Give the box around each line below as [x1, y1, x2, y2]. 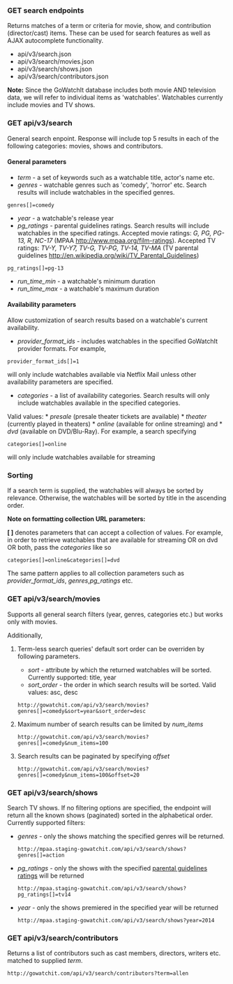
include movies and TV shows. [7, 101, 96, 109]
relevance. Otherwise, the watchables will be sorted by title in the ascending [7, 494, 227, 502]
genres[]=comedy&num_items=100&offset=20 [17, 771, 140, 779]
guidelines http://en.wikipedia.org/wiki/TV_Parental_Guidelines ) [17, 251, 200, 259]
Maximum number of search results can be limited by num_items [17, 720, 204, 728]
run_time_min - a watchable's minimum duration [17, 277, 156, 285]
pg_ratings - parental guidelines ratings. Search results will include [17, 221, 210, 230]
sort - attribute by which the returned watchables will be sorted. [27, 665, 211, 674]
